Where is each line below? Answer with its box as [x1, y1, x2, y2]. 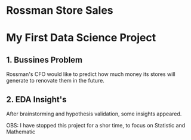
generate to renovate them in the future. [6, 77, 104, 84]
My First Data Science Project [6, 31, 156, 45]
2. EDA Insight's [6, 94, 67, 105]
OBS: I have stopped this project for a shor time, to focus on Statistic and [6, 122, 186, 129]
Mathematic [6, 128, 36, 135]
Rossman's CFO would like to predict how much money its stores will [6, 71, 175, 78]
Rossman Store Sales [6, 4, 113, 17]
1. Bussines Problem [6, 54, 83, 65]
